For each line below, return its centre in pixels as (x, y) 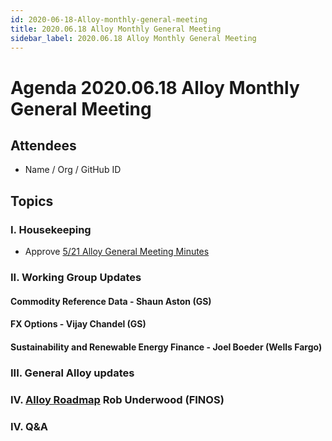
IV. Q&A (29, 426)
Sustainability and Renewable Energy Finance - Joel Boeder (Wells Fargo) (166, 347)
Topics (32, 201)
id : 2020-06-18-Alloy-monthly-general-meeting (109, 19)
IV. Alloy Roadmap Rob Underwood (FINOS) (117, 399)
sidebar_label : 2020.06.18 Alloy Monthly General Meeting (133, 38)
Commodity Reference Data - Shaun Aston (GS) (111, 301)
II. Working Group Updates (76, 277)
